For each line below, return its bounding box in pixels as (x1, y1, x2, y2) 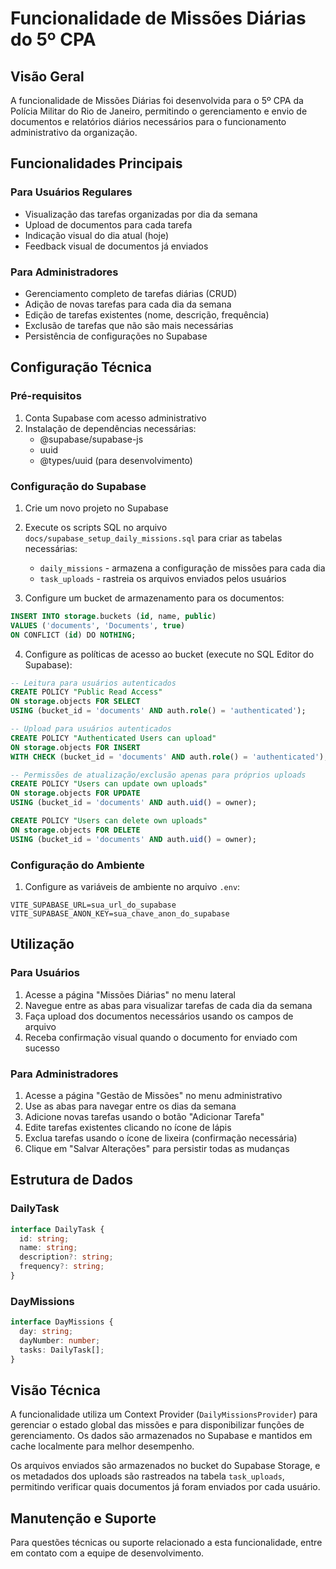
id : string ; (19, 1233, 70, 1244)
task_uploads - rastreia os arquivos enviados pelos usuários (39, 572, 287, 584)
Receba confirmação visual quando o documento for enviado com (24, 1031, 298, 1043)
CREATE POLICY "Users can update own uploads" (10, 779, 208, 789)
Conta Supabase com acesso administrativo (24, 412, 207, 424)
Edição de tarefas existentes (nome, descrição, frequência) (24, 308, 270, 321)
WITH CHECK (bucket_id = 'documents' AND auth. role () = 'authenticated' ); (10, 752, 329, 762)
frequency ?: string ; (19, 1262, 105, 1272)
